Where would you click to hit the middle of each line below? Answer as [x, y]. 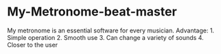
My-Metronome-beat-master [92, 12]
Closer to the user [33, 45]
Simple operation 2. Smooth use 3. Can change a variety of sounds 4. [105, 37]
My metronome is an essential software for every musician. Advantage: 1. [111, 30]
